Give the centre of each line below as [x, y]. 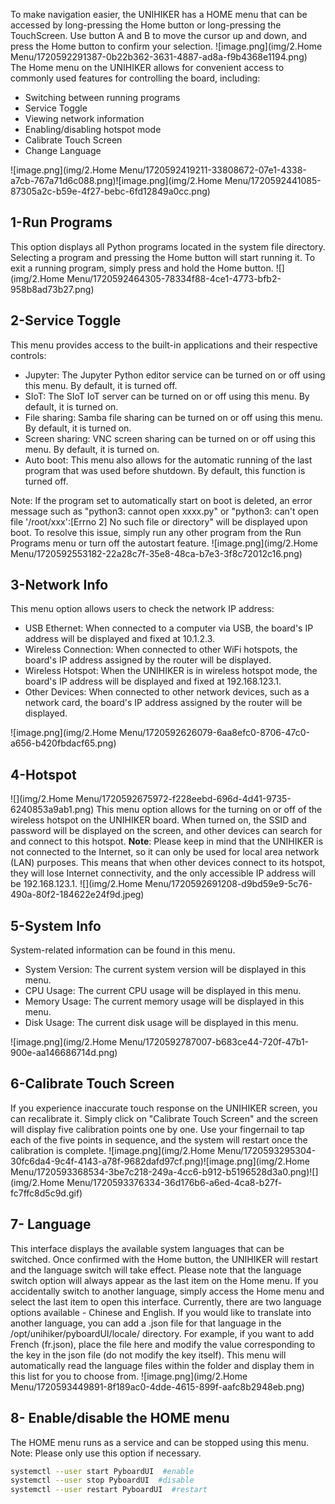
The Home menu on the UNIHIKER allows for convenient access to [147, 67]
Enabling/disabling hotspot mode [93, 129]
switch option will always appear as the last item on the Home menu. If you [164, 1280]
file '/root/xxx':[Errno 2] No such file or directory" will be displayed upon [159, 521]
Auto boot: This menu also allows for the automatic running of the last [168, 460]
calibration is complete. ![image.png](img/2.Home [113, 1150]
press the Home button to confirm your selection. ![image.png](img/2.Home [166, 46]
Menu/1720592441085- [273, 180]
